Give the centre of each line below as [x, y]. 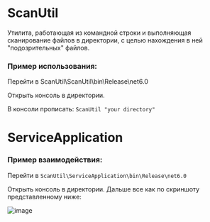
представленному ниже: [44, 196]
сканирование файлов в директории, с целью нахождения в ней [105, 40]
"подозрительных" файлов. [49, 48]
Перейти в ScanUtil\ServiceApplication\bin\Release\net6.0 [97, 175]
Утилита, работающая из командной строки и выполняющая [99, 33]
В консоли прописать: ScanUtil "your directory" [81, 109]
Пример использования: [52, 66]
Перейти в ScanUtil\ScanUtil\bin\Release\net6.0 [78, 82]
